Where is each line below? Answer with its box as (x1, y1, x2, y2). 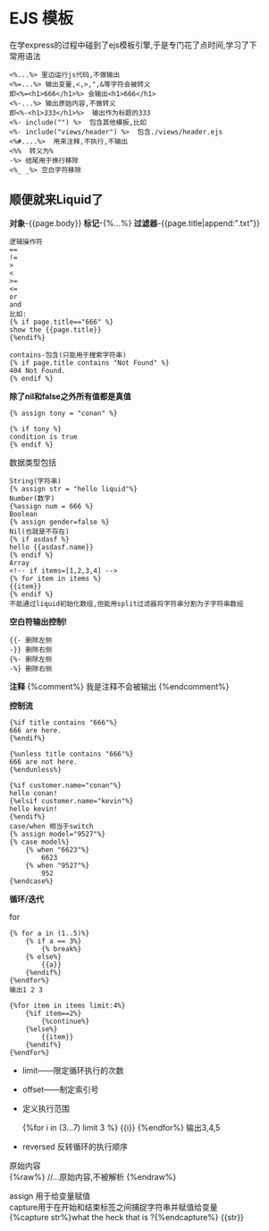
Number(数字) (9, 494, 55, 503)
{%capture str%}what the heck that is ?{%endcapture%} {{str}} (9, 1211, 244, 1222)
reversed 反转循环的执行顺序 (21, 1140, 128, 1152)
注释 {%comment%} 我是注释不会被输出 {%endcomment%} (9, 681, 230, 691)
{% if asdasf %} (9, 534, 70, 543)
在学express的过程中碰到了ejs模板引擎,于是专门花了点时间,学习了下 (9, 39, 257, 50)
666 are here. (9, 725, 63, 735)
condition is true (9, 432, 78, 441)
